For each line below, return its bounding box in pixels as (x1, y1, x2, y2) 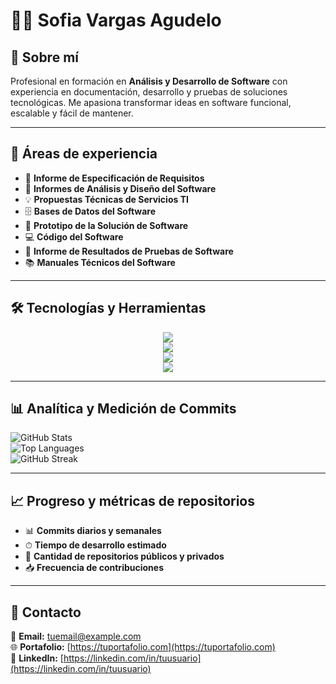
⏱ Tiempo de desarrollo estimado (24, 539, 167, 551)
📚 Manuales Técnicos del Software (24, 256, 176, 268)
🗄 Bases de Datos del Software (24, 205, 157, 217)
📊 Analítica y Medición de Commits (10, 400, 237, 418)
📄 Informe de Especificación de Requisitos (24, 172, 205, 184)
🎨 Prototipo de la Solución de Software (24, 219, 189, 231)
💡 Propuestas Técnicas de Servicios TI (24, 193, 189, 205)
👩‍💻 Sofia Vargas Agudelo (10, 9, 222, 32)
